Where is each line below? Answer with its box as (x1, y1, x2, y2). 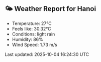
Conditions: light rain (12, 31, 55, 37)
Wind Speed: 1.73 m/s (12, 41, 57, 47)
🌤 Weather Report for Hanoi (5, 4, 96, 13)
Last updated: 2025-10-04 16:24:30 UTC (5, 51, 89, 57)
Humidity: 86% (12, 36, 43, 42)
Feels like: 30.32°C (12, 25, 51, 31)
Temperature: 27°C (12, 20, 52, 26)
